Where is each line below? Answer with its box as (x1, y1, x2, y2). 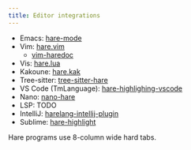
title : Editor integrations (8, 11, 101, 20)
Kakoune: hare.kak (19, 66, 81, 76)
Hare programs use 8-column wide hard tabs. (8, 132, 156, 142)
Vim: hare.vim (19, 41, 65, 51)
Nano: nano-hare (19, 92, 76, 101)
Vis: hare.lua (19, 58, 61, 68)
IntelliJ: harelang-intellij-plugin (19, 108, 119, 118)
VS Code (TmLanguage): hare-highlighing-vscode (19, 84, 183, 93)
